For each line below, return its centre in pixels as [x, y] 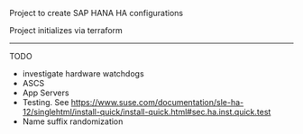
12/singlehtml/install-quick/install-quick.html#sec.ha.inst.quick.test [147, 112]
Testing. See [46, 102]
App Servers [46, 93]
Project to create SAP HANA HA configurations [96, 13]
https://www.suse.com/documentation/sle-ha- [157, 102]
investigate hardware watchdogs [83, 74]
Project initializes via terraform [66, 30]
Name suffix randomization [73, 121]
